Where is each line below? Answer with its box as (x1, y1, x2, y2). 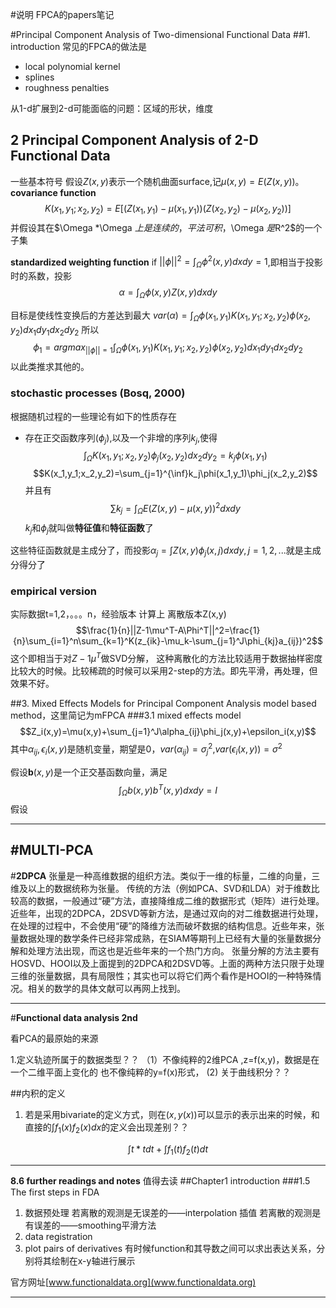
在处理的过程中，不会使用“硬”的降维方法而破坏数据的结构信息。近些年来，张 (10, 919, 325, 932)
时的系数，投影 (10, 270, 72, 282)
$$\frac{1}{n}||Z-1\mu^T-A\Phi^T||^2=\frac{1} (75, 624, 261, 637)
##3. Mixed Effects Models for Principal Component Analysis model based (10, 698, 317, 710)
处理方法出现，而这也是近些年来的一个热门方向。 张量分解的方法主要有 (27, 944, 320, 957)
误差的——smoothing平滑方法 (33, 1219, 157, 1232)
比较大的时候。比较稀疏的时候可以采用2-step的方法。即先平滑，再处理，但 (10, 665, 318, 677)
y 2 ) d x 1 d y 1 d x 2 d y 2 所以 (10, 323, 100, 338)
